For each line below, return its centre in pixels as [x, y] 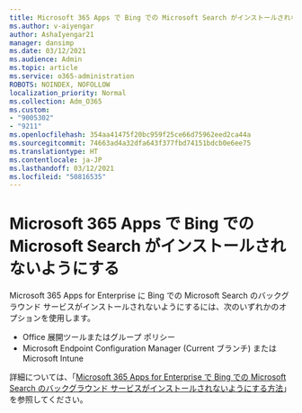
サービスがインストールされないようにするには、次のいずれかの [161, 307]
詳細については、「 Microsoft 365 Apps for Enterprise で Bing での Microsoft [148, 377]
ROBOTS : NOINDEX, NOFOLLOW [60, 85]
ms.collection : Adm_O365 [56, 101]
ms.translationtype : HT [54, 151]
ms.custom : [30, 110]
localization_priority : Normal [68, 93]
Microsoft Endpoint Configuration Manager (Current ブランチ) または [149, 348]
